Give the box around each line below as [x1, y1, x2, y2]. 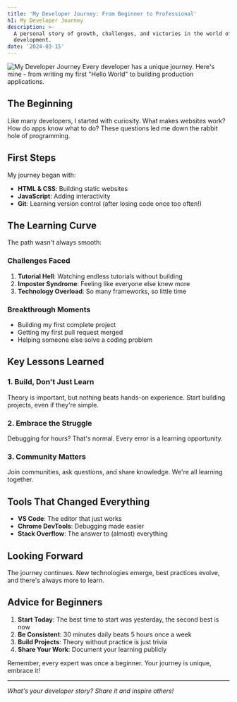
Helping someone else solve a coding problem [17, 335, 153, 344]
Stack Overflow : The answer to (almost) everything [17, 529, 168, 538]
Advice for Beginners [7, 596, 103, 608]
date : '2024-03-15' [7, 43, 65, 50]
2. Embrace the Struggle [7, 418, 92, 428]
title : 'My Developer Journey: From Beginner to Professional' [7, 10, 197, 18]
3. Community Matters [7, 452, 86, 462]
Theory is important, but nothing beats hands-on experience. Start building [7, 393, 226, 402]
